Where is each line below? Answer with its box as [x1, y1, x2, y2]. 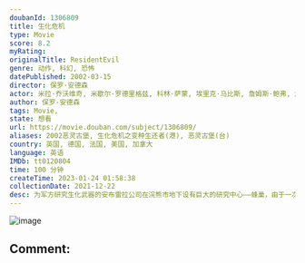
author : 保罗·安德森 [9, 97, 80, 107]
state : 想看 [9, 114, 52, 123]
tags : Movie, [9, 106, 59, 115]
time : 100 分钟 [9, 165, 64, 174]
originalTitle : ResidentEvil [9, 55, 120, 64]
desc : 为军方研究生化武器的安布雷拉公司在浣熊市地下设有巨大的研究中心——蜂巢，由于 [9, 190, 286, 200]
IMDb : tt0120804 [9, 156, 71, 166]
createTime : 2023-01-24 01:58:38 [9, 173, 136, 182]
